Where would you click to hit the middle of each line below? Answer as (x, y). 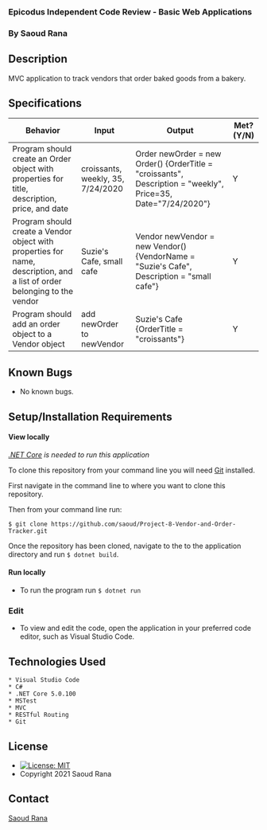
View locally (29, 437)
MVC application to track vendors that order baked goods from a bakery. (127, 78)
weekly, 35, (103, 179)
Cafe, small (102, 261)
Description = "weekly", (179, 184)
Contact (29, 799)
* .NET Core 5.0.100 (43, 694)
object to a (32, 335)
